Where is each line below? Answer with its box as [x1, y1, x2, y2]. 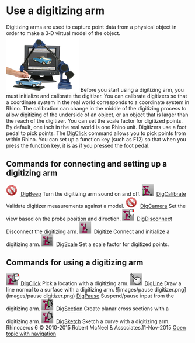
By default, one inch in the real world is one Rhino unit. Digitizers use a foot [6, 123, 187, 130]
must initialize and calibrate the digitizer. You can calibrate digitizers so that [6, 92, 187, 99]
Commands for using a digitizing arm [6, 258, 144, 268]
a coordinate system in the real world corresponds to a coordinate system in [6, 98, 190, 106]
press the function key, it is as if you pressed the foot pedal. [6, 142, 150, 149]
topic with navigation [6, 330, 57, 337]
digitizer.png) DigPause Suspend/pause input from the [43, 292, 174, 299]
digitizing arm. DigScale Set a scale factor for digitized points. [6, 241, 169, 248]
